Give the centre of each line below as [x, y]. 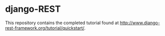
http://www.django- [140, 23]
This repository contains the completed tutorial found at [62, 23]
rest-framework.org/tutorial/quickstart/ [45, 28]
